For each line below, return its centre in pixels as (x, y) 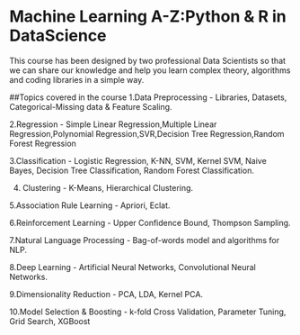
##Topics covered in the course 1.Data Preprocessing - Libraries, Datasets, (148, 97)
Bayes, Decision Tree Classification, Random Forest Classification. (132, 170)
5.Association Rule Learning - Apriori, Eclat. (90, 205)
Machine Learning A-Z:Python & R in (148, 17)
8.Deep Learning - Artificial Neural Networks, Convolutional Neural (132, 267)
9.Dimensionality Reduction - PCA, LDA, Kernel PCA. (106, 294)
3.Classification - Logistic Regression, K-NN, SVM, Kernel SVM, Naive (138, 160)
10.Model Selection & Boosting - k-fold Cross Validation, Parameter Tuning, (148, 312)
